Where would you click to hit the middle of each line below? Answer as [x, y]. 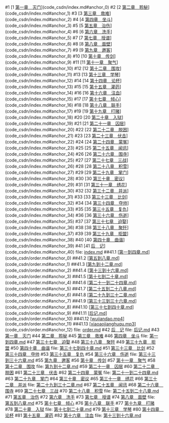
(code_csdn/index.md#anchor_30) [40, 191]
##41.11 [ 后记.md [89, 313]
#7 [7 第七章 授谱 [91, 38]
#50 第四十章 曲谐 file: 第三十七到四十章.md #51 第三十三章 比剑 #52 [83, 348]
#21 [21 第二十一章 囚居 [99, 123]
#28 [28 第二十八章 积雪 [101, 166]
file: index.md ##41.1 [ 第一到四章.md [112, 252]
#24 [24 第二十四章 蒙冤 [101, 142]
